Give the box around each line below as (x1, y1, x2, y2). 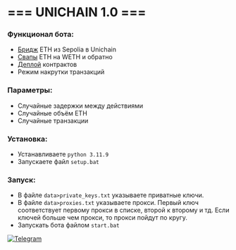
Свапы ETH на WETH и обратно (17, 53, 113, 61)
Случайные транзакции (17, 116, 89, 125)
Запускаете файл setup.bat (17, 158, 100, 166)
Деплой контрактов (17, 61, 77, 69)
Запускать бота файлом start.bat (17, 221, 120, 230)
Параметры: (7, 85, 53, 95)
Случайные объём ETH (17, 108, 88, 117)
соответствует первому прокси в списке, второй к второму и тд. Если (17, 206, 230, 215)
